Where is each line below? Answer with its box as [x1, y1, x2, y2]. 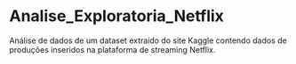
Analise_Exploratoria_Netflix [9, 6, 225, 26]
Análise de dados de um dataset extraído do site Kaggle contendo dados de [9, 35, 287, 46]
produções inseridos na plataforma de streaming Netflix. [9, 44, 216, 54]
